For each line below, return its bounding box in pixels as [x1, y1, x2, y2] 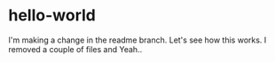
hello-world [8, 5, 97, 26]
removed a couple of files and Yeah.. [8, 43, 143, 54]
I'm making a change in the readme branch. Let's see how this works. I [8, 35, 267, 45]
